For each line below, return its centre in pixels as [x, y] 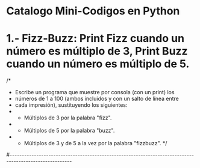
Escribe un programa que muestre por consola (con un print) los [95, 92]
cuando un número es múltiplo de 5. [98, 64]
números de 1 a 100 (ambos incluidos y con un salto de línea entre [97, 99]
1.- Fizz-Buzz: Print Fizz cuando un [95, 39]
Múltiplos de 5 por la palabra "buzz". [69, 131]
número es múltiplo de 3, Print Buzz [97, 51]
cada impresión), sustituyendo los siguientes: [71, 105]
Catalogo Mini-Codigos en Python [93, 11]
